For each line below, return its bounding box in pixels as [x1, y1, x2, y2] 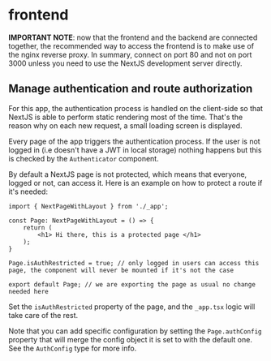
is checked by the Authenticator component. [8, 153, 160, 163]
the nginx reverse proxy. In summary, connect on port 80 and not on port [8, 49, 252, 59]
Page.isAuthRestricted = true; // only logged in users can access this [8, 259, 260, 267]
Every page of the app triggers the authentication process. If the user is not [8, 136, 261, 146]
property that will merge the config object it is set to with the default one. [8, 334, 253, 344]
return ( [23, 223, 53, 232]
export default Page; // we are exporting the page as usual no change [8, 280, 256, 289]
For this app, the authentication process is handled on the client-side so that [8, 103, 264, 113]
